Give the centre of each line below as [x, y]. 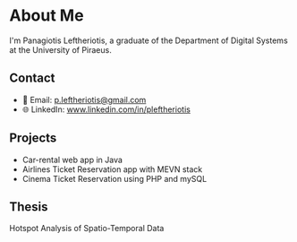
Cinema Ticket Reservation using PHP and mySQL [115, 178]
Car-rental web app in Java [72, 160]
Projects [33, 138]
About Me [47, 16]
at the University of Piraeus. [60, 49]
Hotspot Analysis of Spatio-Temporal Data [87, 229]
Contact [32, 78]
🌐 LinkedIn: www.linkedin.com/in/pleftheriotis [106, 109]
